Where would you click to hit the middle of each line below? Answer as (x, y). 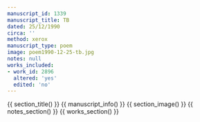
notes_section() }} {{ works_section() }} (63, 112)
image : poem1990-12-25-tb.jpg (51, 53)
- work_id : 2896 (30, 71)
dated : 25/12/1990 (34, 26)
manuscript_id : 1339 (37, 14)
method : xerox (28, 40)
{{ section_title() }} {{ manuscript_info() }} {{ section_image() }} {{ (100, 104)
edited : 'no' (32, 85)
